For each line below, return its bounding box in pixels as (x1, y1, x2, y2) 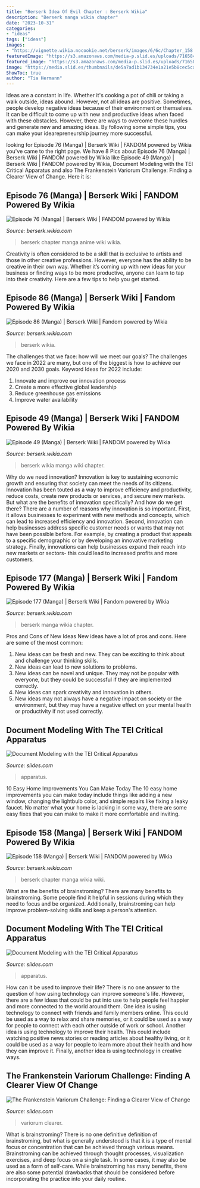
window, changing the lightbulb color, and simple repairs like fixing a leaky (6, 798, 189, 805)
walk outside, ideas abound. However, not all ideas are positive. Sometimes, (6, 98, 192, 105)
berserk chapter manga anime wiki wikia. (20, 238, 122, 245)
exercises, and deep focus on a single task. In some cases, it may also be (6, 1156, 186, 1163)
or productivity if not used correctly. (14, 708, 104, 715)
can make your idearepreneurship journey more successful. (6, 130, 153, 137)
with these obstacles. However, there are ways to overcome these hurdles (6, 117, 188, 124)
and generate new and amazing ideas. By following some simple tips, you (6, 124, 186, 131)
